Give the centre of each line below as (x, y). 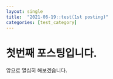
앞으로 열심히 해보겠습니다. (37, 70)
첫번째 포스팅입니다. (52, 53)
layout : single (25, 11)
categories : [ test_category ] (42, 22)
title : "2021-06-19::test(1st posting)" (57, 17)
